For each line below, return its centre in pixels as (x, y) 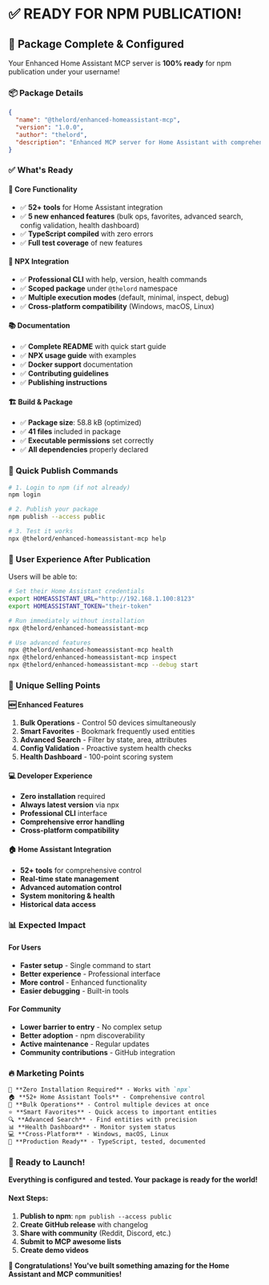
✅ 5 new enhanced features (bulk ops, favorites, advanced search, (131, 216)
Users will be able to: (43, 576)
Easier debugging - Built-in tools (74, 990)
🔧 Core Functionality (43, 190)
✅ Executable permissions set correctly (86, 440)
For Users (25, 948)
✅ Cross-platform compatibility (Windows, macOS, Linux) (117, 306)
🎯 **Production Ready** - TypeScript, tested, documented (107, 1142)
